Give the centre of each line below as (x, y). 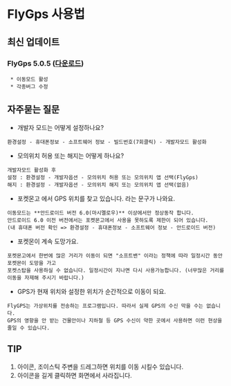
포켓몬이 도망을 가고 (32, 263)
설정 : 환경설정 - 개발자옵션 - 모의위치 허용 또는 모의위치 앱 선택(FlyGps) (103, 177)
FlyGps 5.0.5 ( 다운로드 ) (46, 63)
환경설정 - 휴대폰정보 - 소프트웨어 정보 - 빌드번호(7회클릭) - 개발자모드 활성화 (107, 142)
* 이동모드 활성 (29, 79)
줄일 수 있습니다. (29, 328)
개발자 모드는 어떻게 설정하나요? (61, 127)
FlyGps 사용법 (46, 14)
